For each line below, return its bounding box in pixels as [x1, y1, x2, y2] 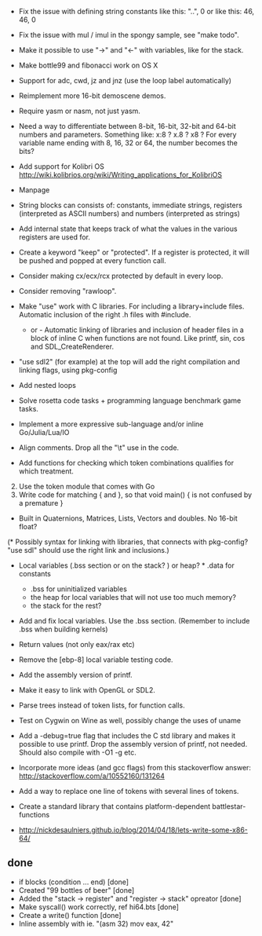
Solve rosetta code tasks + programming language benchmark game [18, 396, 242, 405]
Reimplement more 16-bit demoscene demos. [18, 91, 166, 101]
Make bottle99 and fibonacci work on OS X [18, 60, 158, 70]
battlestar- [212, 802, 246, 811]
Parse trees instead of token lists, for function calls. [18, 700, 185, 710]
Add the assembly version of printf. [18, 671, 133, 679]
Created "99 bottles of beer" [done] [18, 885, 135, 894]
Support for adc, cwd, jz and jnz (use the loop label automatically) [18, 76, 232, 85]
